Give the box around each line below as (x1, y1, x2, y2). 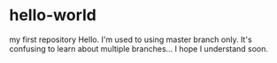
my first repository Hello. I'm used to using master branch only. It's (9, 34, 252, 45)
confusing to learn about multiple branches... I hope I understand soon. (9, 43, 268, 53)
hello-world (9, 5, 97, 25)
